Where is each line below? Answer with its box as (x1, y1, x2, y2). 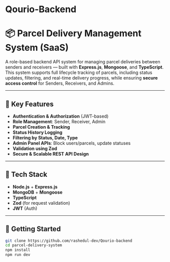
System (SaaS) (5, 42, 69, 54)
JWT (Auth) (12, 205, 37, 211)
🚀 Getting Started (5, 224, 61, 234)
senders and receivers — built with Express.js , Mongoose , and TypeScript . (5, 64, 164, 70)
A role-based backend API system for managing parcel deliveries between (5, 59, 160, 65)
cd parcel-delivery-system (5, 243, 62, 248)
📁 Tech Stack (5, 170, 48, 179)
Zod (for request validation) (12, 200, 70, 206)
